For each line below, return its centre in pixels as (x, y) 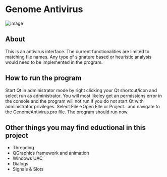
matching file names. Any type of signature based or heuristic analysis (78, 57)
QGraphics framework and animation (51, 153)
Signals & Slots (28, 169)
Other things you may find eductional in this (76, 127)
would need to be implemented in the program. (54, 62)
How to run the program (43, 78)
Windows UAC (27, 158)
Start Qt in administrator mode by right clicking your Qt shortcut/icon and (81, 90)
